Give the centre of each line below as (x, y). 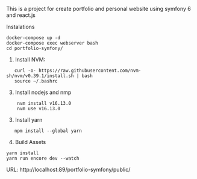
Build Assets (30, 142)
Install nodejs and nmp (43, 92)
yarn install (23, 153)
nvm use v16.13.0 (39, 108)
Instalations (20, 27)
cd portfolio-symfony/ (35, 48)
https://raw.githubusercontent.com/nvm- (90, 71)
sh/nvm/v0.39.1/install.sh (40, 76)
